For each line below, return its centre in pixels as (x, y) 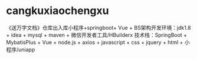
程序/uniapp (21, 49)
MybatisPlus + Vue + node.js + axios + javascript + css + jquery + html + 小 (98, 42)
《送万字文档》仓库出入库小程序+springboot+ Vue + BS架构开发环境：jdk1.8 (98, 27)
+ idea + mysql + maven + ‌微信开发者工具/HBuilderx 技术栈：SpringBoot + (97, 35)
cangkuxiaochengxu (58, 11)
